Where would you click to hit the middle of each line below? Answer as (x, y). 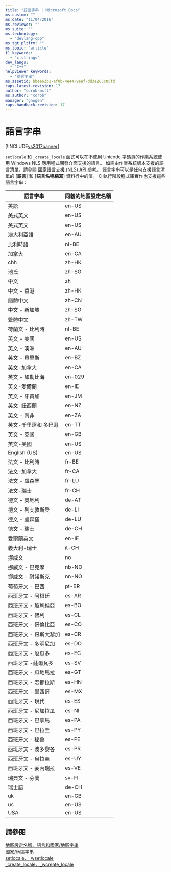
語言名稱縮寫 (50, 176)
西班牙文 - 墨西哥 (29, 692)
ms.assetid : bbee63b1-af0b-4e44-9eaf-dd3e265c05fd (60, 81)
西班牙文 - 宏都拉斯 (31, 682)
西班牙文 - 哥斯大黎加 (34, 635)
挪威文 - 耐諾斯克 (29, 577)
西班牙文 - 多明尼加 (31, 644)
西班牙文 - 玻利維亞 (31, 605)
